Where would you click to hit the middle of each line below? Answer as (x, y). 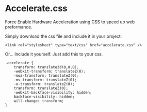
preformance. (19, 27)
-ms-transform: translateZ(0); (45, 80)
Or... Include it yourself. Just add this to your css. (54, 54)
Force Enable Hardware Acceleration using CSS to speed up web (70, 22)
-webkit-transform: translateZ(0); (50, 71)
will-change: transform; (39, 101)
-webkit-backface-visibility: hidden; (53, 92)
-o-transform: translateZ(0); (44, 84)
